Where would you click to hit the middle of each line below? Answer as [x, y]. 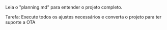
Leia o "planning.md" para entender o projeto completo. [64, 7]
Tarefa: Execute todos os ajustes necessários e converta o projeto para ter [83, 17]
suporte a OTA [20, 22]
